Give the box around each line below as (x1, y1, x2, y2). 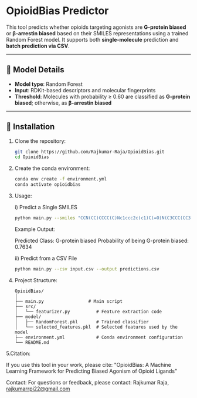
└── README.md (14, 339, 49, 345)
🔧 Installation (6, 122, 55, 132)
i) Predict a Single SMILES (14, 204, 78, 211)
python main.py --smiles (14, 215, 76, 221)
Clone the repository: (14, 137, 66, 145)
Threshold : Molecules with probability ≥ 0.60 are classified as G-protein (14, 93, 191, 100)
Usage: (14, 192, 32, 199)
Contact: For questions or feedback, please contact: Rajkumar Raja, (6, 379, 169, 386)
